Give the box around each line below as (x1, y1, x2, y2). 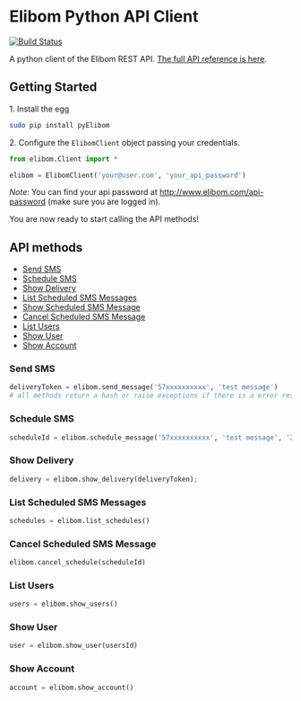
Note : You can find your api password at (9, 187, 159, 198)
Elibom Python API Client (9, 6, 199, 27)
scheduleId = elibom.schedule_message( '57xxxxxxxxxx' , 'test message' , (9, 433, 282, 442)
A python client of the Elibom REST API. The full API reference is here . (9, 53, 267, 64)
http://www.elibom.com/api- (159, 187, 264, 198)
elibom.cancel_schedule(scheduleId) (9, 558, 146, 567)
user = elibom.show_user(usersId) (9, 641, 139, 651)
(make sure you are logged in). (47, 196, 161, 208)
